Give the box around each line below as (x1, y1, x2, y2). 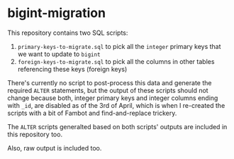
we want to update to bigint (17, 50, 101, 58)
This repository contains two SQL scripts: (7, 28, 128, 37)
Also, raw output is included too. (7, 143, 102, 152)
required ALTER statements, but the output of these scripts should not (7, 86, 208, 94)
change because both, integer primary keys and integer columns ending (7, 94, 218, 102)
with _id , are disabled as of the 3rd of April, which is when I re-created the (7, 101, 225, 109)
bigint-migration (7, 5, 106, 21)
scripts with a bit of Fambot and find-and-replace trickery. (7, 109, 177, 117)
